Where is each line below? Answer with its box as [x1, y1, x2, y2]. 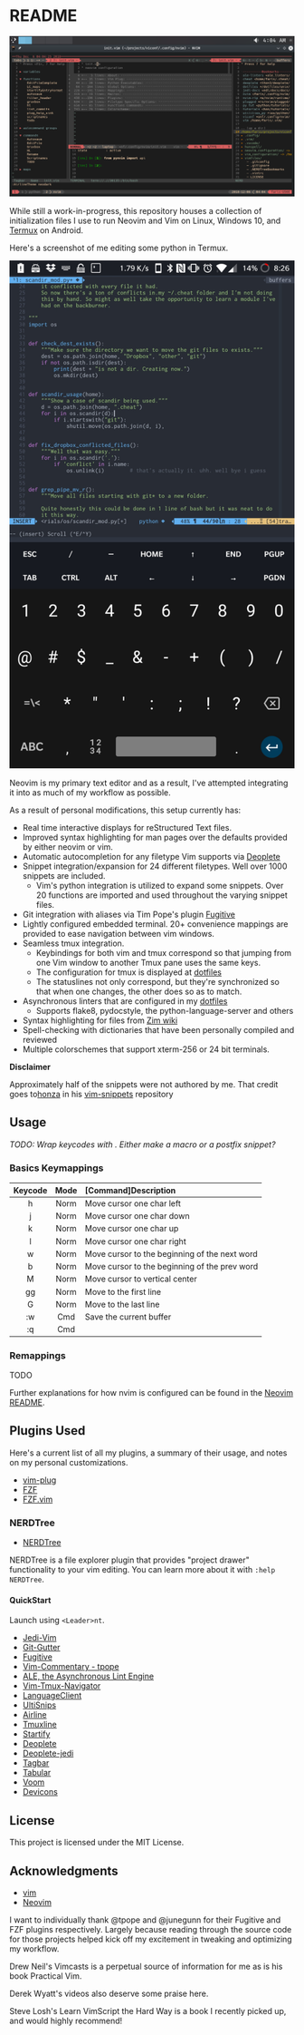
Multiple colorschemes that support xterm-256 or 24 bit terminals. [22, 1044, 270, 1055]
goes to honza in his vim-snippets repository [9, 1088, 174, 1099]
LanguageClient [22, 1690, 82, 1701]
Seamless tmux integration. [22, 938, 125, 949]
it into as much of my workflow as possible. [9, 786, 172, 798]
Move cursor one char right [84, 1235, 187, 1247]
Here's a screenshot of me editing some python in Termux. [9, 242, 229, 253]
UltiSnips [22, 1699, 57, 1710]
